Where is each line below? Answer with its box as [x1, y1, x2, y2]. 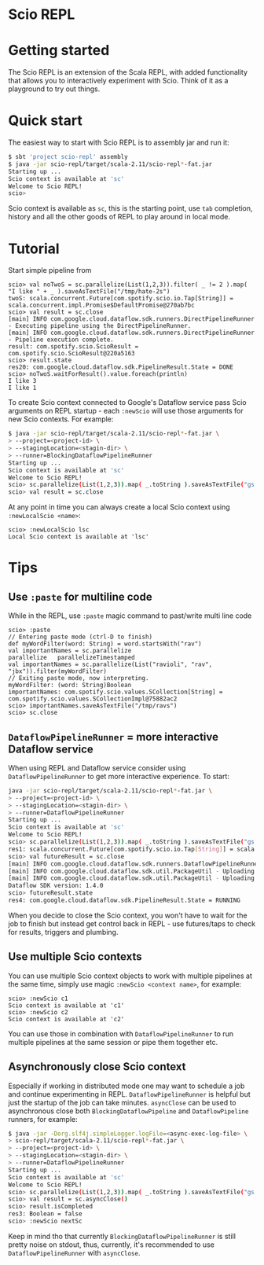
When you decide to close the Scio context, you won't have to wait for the [8, 910, 247, 920]
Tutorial [8, 240, 60, 257]
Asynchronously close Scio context [8, 1060, 186, 1074]
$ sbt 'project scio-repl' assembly [8, 153, 128, 161]
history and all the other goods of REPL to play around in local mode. [8, 212, 230, 222]
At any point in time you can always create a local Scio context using [8, 502, 230, 512]
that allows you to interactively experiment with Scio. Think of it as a [8, 76, 229, 86]
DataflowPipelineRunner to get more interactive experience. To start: [8, 771, 230, 781]
